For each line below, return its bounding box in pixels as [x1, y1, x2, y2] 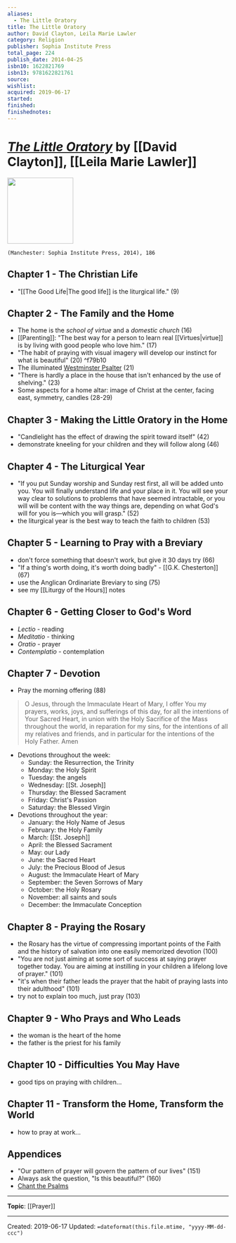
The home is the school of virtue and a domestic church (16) [17, 326, 192, 335]
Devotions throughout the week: [17, 751, 111, 759]
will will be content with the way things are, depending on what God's [17, 501, 219, 510]
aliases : [7, 10, 33, 18]
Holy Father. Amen [24, 737, 79, 746]
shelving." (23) [17, 378, 60, 387]
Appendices [7, 1149, 62, 1161]
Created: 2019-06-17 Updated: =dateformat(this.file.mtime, [7, 1223, 186, 1231]
